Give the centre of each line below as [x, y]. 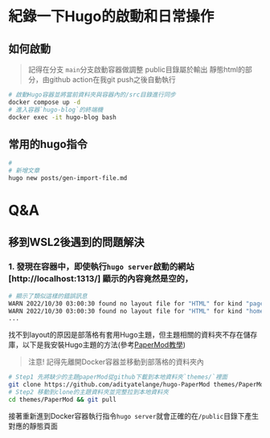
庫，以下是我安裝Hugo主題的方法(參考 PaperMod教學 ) [97, 345]
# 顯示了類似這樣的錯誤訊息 [48, 296]
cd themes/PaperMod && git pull [62, 399]
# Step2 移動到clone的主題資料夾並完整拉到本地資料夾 [88, 392]
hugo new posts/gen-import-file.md [68, 178]
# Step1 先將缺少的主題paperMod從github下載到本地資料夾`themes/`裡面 [118, 377]
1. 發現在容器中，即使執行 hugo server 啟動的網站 [101, 267]
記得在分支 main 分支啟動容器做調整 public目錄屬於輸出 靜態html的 [136, 70]
